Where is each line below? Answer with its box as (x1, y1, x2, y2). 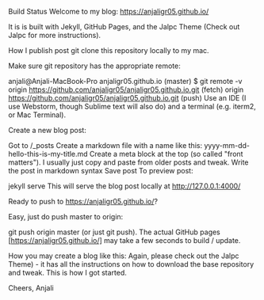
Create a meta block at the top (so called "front (90, 150, 243, 158)
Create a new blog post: (8, 126, 87, 135)
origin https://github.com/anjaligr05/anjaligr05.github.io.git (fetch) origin (8, 85, 244, 94)
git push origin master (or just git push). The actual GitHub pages (8, 227, 220, 237)
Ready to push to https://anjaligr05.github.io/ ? (8, 197, 159, 206)
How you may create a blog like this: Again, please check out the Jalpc (8, 251, 239, 260)
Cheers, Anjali (8, 283, 54, 292)
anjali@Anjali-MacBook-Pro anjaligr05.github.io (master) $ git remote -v (8, 77, 243, 85)
